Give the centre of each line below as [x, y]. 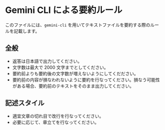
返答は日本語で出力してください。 [47, 61]
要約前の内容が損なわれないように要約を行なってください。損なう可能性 [86, 79]
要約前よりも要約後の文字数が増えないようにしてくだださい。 [75, 73]
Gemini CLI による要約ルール [64, 10]
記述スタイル [25, 103]
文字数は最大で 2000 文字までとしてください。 [60, 67]
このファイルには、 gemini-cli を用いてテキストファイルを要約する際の [78, 25]
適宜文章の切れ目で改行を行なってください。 [58, 116]
